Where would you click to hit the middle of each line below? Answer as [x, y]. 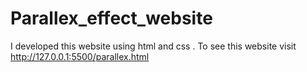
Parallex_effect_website [111, 18]
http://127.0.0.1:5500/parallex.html [80, 56]
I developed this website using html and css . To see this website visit [153, 46]
